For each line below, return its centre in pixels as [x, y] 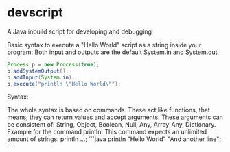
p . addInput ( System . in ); [41, 77]
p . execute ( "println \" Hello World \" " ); [64, 84]
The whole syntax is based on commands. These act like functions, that [109, 110]
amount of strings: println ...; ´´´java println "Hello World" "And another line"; [114, 139]
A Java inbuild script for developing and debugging [80, 31]
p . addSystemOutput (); [38, 71]
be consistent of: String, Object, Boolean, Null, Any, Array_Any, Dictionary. [112, 125]
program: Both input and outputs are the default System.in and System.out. [113, 52]
